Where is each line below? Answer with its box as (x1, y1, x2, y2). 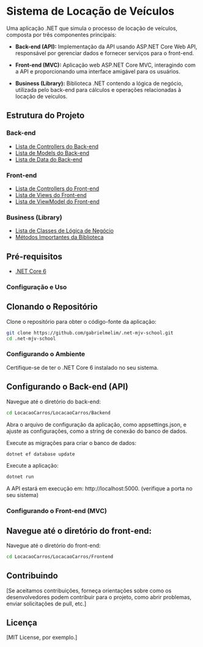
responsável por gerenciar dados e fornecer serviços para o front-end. (15, 49, 194, 56)
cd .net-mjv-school (6, 335, 56, 342)
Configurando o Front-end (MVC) (6, 507, 107, 515)
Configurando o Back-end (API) (6, 381, 128, 392)
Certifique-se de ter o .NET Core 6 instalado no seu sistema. (6, 364, 159, 371)
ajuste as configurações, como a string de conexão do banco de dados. (6, 427, 188, 435)
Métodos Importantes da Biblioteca (15, 234, 104, 241)
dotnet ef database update (6, 451, 75, 457)
